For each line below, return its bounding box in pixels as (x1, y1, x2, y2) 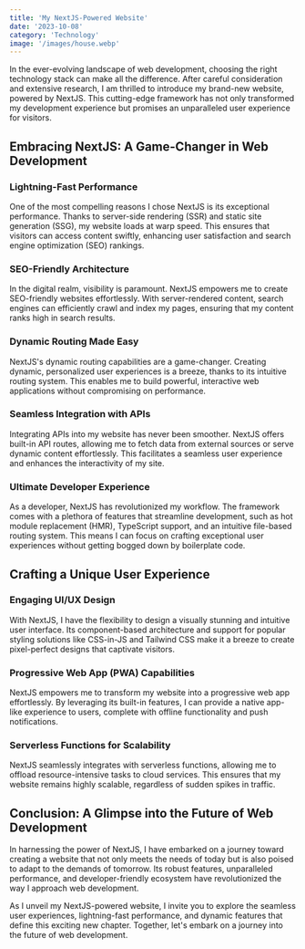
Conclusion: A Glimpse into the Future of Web (9, 805, 274, 821)
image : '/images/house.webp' (9, 38, 120, 48)
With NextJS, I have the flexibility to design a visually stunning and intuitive (9, 614, 290, 625)
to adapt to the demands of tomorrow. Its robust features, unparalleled (9, 863, 273, 874)
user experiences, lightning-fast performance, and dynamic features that (9, 910, 283, 922)
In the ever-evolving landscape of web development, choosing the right (9, 64, 278, 75)
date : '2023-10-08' (9, 22, 84, 31)
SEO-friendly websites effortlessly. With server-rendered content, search (9, 293, 284, 304)
